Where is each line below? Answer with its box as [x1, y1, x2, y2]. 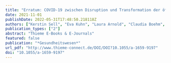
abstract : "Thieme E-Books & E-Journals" [5, 31, 95, 36]
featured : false [5, 36, 40, 41]
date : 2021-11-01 [5, 12, 42, 17]
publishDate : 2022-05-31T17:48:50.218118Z [5, 17, 97, 22]
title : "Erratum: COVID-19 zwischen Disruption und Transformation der [5, 7, 160, 13]
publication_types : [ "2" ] [5, 26, 60, 31]
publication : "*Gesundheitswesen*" [5, 41, 81, 46]
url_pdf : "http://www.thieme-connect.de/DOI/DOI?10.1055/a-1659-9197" [5, 45, 158, 50]
